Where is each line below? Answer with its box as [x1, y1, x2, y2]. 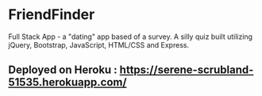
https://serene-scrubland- [119, 63, 254, 77]
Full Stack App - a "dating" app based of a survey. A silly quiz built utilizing [8, 32, 252, 41]
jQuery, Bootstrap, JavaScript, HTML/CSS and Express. [8, 40, 189, 49]
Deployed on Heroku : [8, 63, 118, 77]
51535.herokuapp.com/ [8, 75, 127, 89]
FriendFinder [8, 6, 95, 24]
